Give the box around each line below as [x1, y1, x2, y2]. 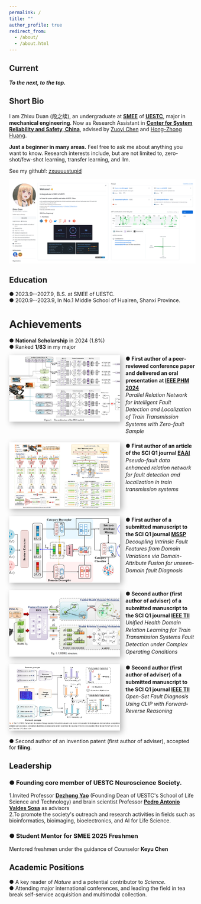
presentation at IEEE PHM [125, 377, 190, 384]
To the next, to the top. [9, 79, 66, 86]
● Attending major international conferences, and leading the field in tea [9, 884, 186, 892]
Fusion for [147, 559, 173, 567]
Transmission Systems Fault [125, 633, 194, 641]
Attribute [125, 559, 147, 567]
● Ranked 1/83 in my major [9, 344, 76, 351]
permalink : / [9, 9, 41, 15]
